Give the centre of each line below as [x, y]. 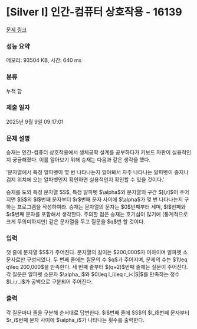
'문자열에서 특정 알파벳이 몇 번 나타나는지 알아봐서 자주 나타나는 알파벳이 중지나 [97, 172]
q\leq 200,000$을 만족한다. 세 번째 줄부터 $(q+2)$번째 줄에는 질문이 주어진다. [97, 267]
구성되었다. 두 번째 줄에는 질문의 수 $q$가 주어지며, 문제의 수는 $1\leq [107, 259]
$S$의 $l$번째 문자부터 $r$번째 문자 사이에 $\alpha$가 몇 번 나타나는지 [100, 200]
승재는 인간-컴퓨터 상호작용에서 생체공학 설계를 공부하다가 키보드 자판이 [88, 152]
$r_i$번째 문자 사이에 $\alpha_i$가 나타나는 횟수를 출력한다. [75, 320]
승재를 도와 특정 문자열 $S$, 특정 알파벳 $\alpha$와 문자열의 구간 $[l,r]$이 [92, 192]
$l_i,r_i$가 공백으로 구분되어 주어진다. [50, 282]
